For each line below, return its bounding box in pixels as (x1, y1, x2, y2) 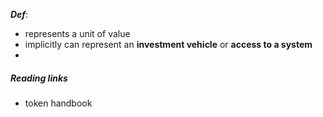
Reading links (10, 72, 68, 84)
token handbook (24, 97, 93, 109)
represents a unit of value (24, 28, 131, 39)
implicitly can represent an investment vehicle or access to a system (24, 39, 313, 50)
